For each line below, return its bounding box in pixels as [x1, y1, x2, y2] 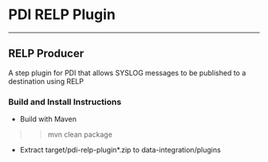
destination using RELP [8, 76, 84, 86]
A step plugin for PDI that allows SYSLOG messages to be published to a [8, 67, 246, 77]
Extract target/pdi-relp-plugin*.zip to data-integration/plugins [19, 145, 221, 155]
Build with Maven [19, 114, 77, 124]
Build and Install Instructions [8, 96, 122, 107]
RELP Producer [8, 47, 85, 60]
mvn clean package [47, 129, 113, 140]
